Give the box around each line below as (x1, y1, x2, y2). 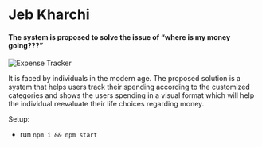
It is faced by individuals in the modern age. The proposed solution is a (8, 74, 241, 83)
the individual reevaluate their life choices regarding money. (8, 99, 205, 109)
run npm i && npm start (19, 130, 98, 140)
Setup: (8, 114, 30, 124)
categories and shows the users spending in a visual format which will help (8, 91, 255, 100)
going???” (8, 41, 44, 50)
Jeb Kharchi (8, 6, 90, 24)
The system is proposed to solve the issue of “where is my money (8, 32, 231, 41)
